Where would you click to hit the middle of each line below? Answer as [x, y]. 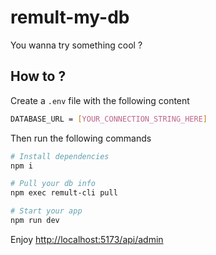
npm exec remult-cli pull [64, 193]
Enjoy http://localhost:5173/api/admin [87, 239]
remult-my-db [70, 17]
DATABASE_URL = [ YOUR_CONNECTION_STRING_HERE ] [109, 119]
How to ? [38, 76]
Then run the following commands [81, 138]
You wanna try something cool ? [76, 45]
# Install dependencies [60, 156]
